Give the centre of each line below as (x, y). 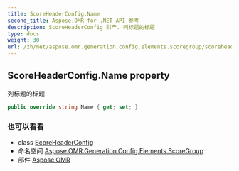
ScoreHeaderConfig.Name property (89, 76)
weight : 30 (23, 40)
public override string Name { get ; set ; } (73, 107)
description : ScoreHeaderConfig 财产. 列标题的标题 (81, 27)
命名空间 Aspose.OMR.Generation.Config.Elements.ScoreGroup (111, 150)
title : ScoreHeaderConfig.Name (54, 14)
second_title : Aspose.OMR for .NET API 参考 (73, 21)
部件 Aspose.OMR (44, 160)
